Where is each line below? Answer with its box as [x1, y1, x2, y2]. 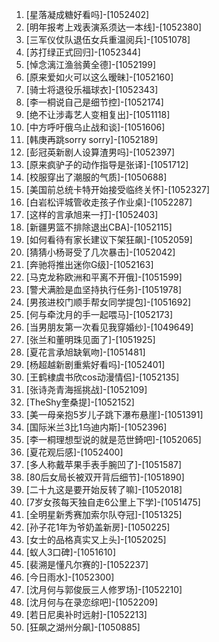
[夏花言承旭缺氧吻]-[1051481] [25, 346, 146, 358]
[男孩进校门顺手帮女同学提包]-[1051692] [25, 296, 192, 308]
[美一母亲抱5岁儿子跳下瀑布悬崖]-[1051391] [25, 409, 204, 420]
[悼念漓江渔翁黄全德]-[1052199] [25, 59, 157, 70]
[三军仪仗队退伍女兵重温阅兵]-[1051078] [25, 34, 191, 45]
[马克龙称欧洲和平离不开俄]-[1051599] [25, 271, 183, 283]
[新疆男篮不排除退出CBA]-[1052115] [25, 221, 173, 233]
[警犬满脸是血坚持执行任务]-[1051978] [25, 284, 182, 295]
